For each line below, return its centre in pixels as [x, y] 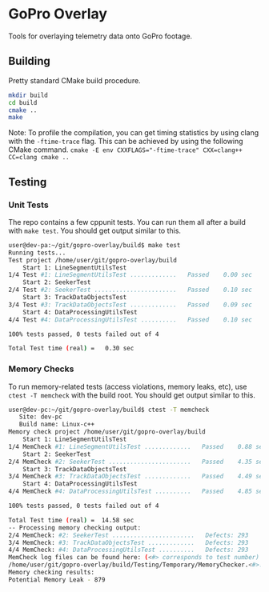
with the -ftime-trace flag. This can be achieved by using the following [126, 142]
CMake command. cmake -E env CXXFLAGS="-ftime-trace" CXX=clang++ [125, 150]
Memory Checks [41, 369]
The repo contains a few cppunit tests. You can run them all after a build [127, 222]
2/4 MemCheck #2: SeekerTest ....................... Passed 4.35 [130, 462]
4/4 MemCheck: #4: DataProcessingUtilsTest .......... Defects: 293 [128, 550]
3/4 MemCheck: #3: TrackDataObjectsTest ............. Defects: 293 [128, 542]
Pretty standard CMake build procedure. [75, 80]
